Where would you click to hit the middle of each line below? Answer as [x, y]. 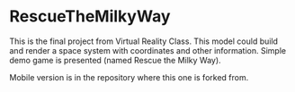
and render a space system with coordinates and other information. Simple [147, 50]
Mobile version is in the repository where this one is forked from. [129, 77]
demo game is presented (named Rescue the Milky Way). [116, 60]
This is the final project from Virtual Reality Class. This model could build [144, 41]
